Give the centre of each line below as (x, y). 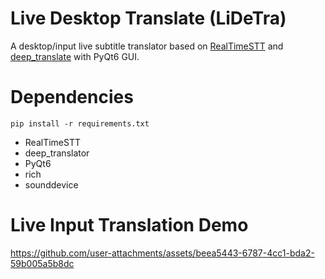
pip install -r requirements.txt (80, 123)
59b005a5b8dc (42, 263)
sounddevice (51, 184)
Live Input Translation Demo (129, 225)
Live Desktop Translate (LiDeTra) (148, 18)
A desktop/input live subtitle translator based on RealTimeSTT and (147, 46)
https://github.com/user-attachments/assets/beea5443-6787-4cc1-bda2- (162, 253)
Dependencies (72, 97)
